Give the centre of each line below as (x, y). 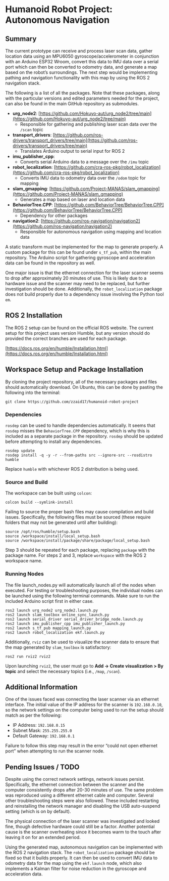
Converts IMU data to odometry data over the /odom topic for (83, 178)
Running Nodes (24, 574)
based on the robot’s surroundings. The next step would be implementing (81, 72)
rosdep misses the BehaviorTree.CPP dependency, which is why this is (77, 430)
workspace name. (24, 561)
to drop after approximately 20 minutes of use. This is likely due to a (76, 278)
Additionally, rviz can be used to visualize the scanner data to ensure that (82, 642)
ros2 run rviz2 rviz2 (28, 656)
